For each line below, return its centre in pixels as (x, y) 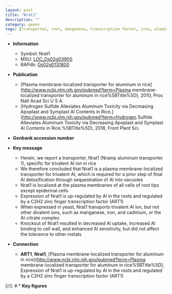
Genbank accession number (43, 138)
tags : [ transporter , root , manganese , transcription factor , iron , (79, 29)
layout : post (19, 10)
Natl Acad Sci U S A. (42, 101)
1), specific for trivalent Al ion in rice (58, 163)
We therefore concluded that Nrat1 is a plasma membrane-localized (91, 169)
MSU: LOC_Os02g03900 (46, 59)
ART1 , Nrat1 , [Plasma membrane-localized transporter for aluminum (92, 254)
